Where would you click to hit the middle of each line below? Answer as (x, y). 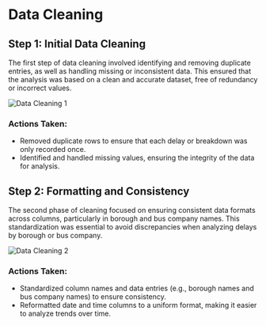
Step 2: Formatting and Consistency (99, 191)
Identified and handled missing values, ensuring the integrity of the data (137, 158)
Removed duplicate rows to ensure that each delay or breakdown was (133, 141)
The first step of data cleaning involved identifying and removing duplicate (129, 63)
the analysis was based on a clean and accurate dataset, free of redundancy (133, 80)
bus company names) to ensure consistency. (93, 297)
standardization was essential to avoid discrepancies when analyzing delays (133, 227)
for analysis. (40, 166)
